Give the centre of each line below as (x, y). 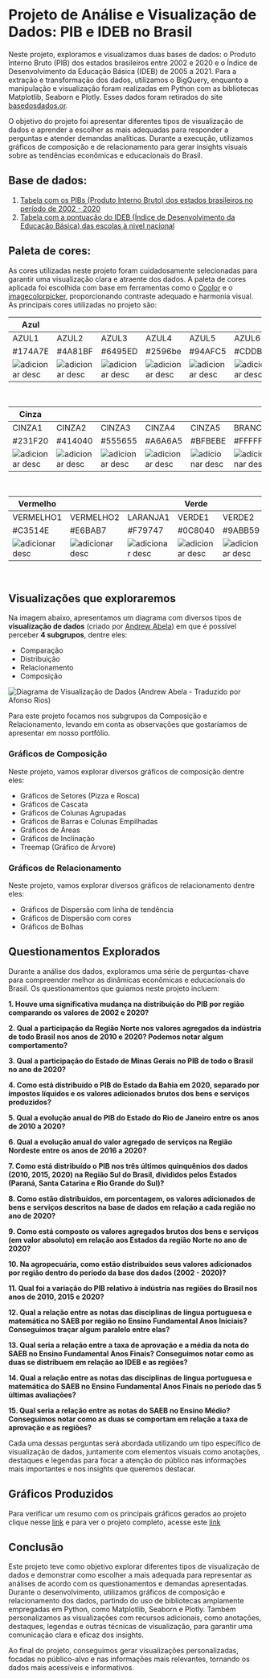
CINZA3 (115, 427)
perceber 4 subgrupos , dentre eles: (68, 635)
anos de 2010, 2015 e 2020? (56, 1297)
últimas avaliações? (42, 1395)
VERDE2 (238, 517)
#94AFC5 (208, 351)
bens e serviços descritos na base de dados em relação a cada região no (132, 1207)
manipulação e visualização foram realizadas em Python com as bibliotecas (133, 88)
